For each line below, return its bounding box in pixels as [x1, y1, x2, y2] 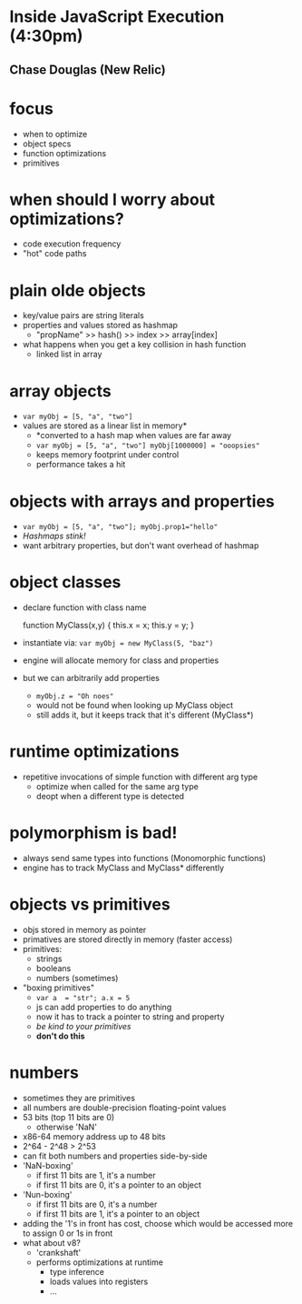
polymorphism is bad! [9, 823, 178, 843]
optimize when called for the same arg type [35, 781, 200, 792]
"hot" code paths [22, 248, 87, 259]
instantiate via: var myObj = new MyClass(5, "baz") [22, 637, 214, 648]
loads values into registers [49, 1276, 149, 1287]
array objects [9, 380, 112, 401]
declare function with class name [22, 602, 147, 613]
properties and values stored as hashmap [22, 320, 179, 331]
